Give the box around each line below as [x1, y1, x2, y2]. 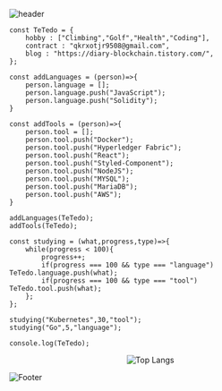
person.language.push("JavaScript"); [25, 89, 166, 98]
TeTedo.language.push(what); [9, 268, 118, 277]
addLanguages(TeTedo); [9, 214, 94, 223]
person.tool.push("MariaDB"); [25, 183, 139, 191]
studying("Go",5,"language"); [9, 323, 123, 332]
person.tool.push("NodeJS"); [25, 166, 134, 175]
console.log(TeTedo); [9, 339, 90, 348]
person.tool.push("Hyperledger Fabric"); [25, 143, 182, 152]
